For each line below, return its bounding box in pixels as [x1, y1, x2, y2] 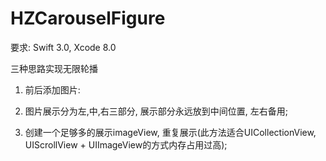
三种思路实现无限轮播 [10, 62, 98, 74]
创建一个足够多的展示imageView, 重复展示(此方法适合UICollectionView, [24, 126, 317, 138]
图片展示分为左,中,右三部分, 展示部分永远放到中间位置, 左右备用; [24, 105, 289, 117]
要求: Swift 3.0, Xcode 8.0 [10, 41, 117, 53]
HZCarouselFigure [10, 7, 166, 30]
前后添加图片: [24, 83, 81, 96]
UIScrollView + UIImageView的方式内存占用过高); [24, 138, 228, 151]
